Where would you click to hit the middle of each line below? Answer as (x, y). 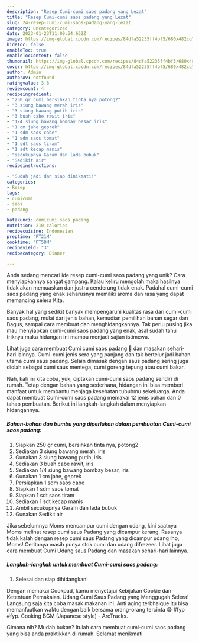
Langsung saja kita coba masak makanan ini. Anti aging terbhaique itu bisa (97, 603)
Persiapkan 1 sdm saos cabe (50, 483)
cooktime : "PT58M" (29, 242)
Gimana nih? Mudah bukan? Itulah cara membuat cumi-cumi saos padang (96, 628)
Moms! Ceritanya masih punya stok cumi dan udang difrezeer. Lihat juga (94, 545)
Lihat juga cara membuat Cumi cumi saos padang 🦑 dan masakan (86, 348)
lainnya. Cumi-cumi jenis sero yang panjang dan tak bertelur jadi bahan (104, 355)
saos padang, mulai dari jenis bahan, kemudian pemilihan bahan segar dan (97, 318)
